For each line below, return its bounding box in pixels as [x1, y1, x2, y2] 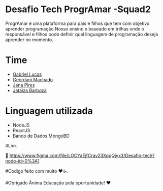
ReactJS [12, 127, 30, 133]
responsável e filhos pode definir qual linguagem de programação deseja [5, 31, 158, 37]
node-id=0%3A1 [5, 157, 40, 164]
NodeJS [12, 122, 30, 128]
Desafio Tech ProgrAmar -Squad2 [5, 4, 151, 15]
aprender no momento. [5, 37, 53, 43]
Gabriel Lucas [12, 71, 42, 77]
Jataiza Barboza [12, 87, 47, 93]
